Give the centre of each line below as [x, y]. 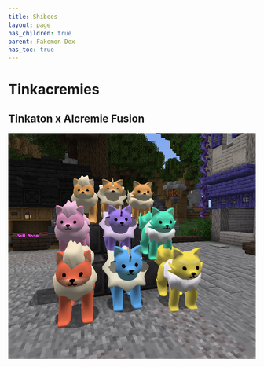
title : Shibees [33, 17]
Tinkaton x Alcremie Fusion [77, 118]
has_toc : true [31, 50]
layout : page [29, 25]
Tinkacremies [54, 90]
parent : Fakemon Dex [42, 42]
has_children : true [40, 33]
